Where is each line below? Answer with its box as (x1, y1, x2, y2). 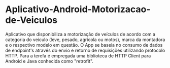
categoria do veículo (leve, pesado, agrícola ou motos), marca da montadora (5, 37, 165, 43)
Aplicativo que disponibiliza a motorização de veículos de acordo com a (5, 31, 156, 37)
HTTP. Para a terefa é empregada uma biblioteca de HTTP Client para (5, 52, 151, 59)
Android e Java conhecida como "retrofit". (5, 58, 94, 64)
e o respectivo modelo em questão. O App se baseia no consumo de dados (5, 42, 163, 48)
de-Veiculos (5, 14, 57, 26)
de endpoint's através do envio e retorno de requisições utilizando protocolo (5, 47, 165, 53)
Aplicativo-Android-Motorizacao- (5, 4, 151, 15)
